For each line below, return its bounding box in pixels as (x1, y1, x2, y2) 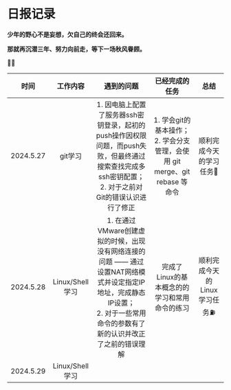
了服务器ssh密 (98, 110, 144, 119)
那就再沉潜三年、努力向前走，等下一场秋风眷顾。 (7, 45, 146, 53)
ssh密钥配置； (98, 172, 144, 181)
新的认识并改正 (97, 329, 146, 339)
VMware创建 (97, 226, 139, 236)
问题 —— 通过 (98, 257, 144, 266)
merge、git (154, 166, 190, 176)
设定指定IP (111, 277, 146, 287)
